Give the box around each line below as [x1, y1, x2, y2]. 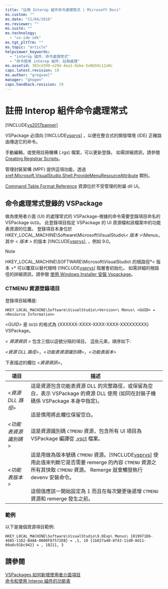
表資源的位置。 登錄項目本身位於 [5, 226, 72, 232]
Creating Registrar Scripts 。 [5, 155, 63, 161]
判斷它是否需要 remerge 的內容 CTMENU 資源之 [50, 459, 156, 466]
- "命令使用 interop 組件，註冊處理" [9, 59, 80, 64]
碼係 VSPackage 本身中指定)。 [30, 397, 103, 404]
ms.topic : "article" [5, 45, 48, 50]
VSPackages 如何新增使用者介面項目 [5, 571, 81, 577]
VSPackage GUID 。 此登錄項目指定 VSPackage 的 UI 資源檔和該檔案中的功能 [5, 220, 161, 226]
